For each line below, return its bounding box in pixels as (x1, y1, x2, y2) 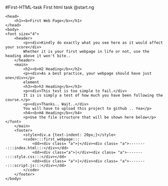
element (23, 80, 39, 85)
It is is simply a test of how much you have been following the (23, 93, 163, 98)
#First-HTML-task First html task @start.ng (5, 5, 95, 10)
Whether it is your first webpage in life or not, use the (23, 49, 150, 54)
